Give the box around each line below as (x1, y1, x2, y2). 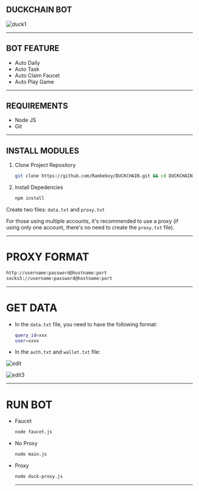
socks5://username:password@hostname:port (6, 275, 113, 281)
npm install (14, 196, 44, 202)
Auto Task (14, 65, 40, 73)
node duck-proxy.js (14, 474, 63, 480)
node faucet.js (14, 429, 53, 435)
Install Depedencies (14, 184, 63, 191)
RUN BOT (6, 398, 53, 411)
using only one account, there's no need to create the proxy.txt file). (6, 224, 175, 231)
